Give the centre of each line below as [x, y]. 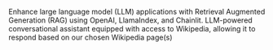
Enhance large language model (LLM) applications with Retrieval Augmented [137, 12]
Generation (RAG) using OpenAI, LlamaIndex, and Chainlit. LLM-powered [130, 20]
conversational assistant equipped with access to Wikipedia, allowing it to [132, 29]
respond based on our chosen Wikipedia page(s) [90, 37]
